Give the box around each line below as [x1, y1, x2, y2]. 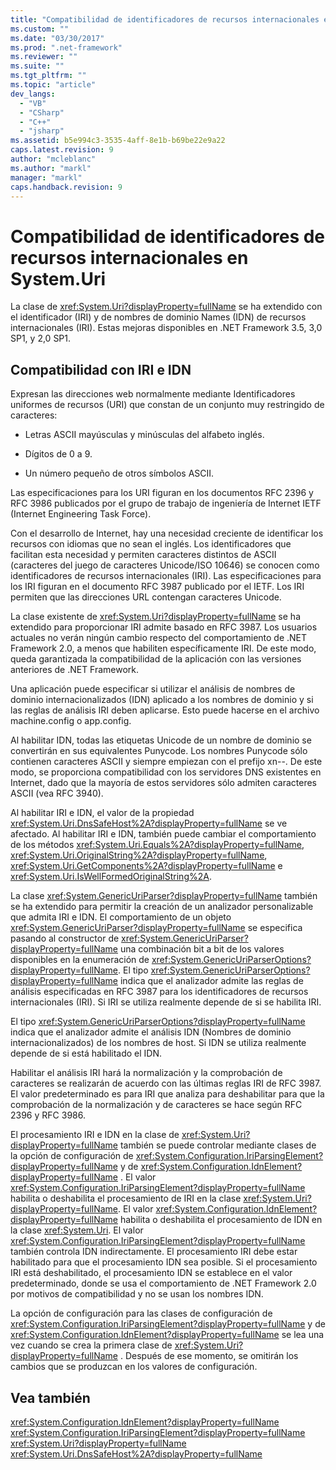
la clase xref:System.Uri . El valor [10, 1224, 144, 1236]
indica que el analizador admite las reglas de [119, 975, 304, 987]
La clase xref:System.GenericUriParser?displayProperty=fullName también [10, 890, 318, 902]
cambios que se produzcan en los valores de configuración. [10, 1361, 258, 1373]
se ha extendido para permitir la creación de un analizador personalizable [10, 901, 314, 913]
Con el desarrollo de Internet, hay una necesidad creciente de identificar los [10, 527, 324, 540]
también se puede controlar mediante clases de [119, 1139, 317, 1151]
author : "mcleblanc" [10, 154, 97, 164]
